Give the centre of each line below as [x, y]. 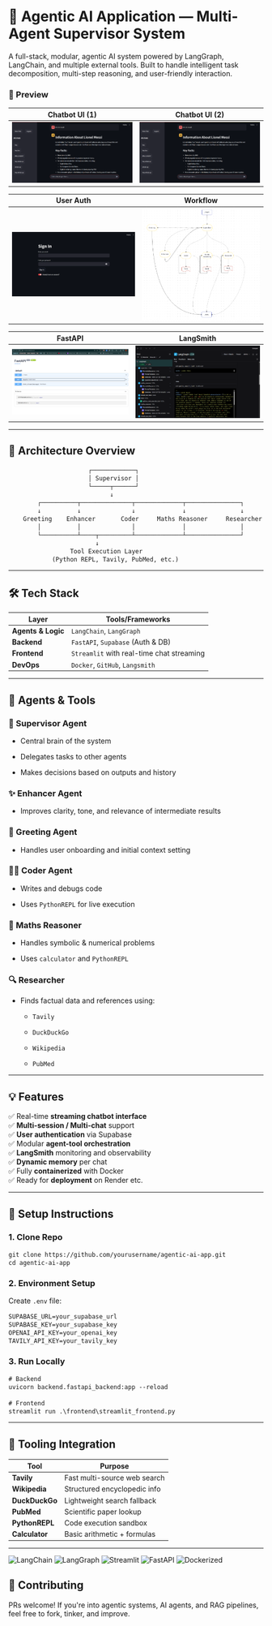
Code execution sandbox [106, 1523]
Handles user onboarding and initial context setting [105, 850]
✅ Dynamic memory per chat [58, 1162]
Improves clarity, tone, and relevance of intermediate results [120, 811]
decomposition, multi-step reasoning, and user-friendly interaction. [121, 73]
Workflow [201, 200]
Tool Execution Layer [106, 552]
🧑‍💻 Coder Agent [40, 871]
